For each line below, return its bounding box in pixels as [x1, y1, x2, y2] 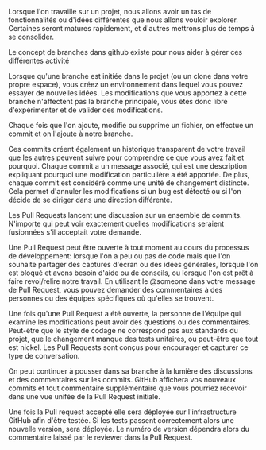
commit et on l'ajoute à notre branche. [8, 129, 133, 138]
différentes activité [8, 56, 70, 65]
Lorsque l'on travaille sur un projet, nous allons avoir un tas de [8, 7, 212, 16]
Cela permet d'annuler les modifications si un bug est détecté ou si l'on [8, 187, 241, 196]
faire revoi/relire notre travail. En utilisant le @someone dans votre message [8, 277, 256, 285]
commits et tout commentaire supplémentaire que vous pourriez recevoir [8, 383, 248, 393]
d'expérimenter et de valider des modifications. [8, 105, 164, 114]
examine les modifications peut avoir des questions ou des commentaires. [8, 317, 252, 327]
